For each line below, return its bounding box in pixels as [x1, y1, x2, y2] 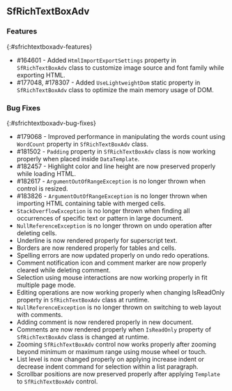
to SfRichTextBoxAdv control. [16, 377, 98, 385]
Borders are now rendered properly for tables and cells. [16, 244, 177, 252]
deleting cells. [16, 228, 57, 237]
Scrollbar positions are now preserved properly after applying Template [16, 369, 221, 378]
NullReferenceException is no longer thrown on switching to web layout [16, 303, 222, 311]
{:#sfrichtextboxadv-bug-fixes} [6, 119, 97, 127]
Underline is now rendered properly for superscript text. [16, 236, 178, 244]
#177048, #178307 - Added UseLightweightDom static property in [16, 78, 201, 87]
